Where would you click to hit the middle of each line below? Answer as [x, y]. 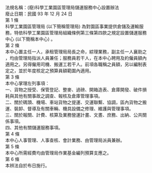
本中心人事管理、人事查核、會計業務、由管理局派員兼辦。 [65, 140]
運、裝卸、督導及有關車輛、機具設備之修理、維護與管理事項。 [69, 109]
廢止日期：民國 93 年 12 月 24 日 [39, 14]
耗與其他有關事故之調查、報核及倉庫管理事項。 [54, 96]
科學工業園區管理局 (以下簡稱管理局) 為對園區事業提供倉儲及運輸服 [74, 26]
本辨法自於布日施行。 [27, 165]
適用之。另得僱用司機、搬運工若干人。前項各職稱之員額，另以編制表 [76, 64]
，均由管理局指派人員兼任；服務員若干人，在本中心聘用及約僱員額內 [76, 58]
